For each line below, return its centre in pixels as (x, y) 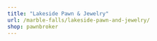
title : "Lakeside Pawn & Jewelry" (58, 14)
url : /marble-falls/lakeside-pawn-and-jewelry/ (79, 20)
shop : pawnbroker (33, 26)
